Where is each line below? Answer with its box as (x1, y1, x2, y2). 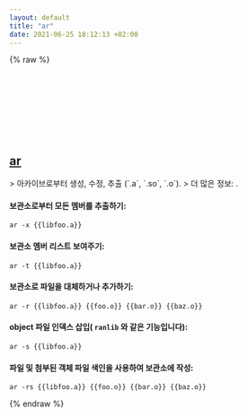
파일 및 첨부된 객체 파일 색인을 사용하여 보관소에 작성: (9, 362, 194, 373)
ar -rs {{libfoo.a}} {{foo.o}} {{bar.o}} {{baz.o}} (9, 383, 207, 392)
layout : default (9, 13, 70, 22)
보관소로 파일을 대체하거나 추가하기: (9, 282, 134, 292)
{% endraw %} (9, 398, 65, 409)
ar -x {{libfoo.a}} (9, 221, 83, 230)
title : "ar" (9, 22, 54, 30)
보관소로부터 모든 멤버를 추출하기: (9, 200, 127, 211)
